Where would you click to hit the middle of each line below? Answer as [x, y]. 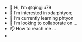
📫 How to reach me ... [33, 29]
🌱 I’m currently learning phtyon [41, 18]
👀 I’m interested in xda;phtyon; [41, 13]
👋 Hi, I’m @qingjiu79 [30, 8]
